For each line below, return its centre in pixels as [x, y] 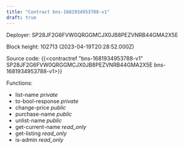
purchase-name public [43, 114]
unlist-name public [39, 120]
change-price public [41, 107]
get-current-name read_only [51, 127]
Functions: [19, 83]
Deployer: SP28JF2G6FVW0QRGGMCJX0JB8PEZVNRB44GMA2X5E [92, 35]
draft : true [21, 18]
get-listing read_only [41, 133]
